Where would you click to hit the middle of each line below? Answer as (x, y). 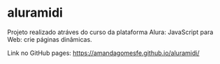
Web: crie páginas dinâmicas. (50, 39)
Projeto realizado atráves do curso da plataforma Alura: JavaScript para (110, 32)
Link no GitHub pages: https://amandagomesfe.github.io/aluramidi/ (103, 53)
